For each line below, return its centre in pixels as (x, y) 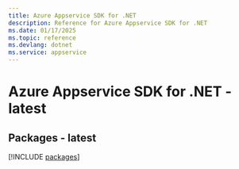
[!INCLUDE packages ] (44, 157)
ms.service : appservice (48, 52)
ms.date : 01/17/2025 (42, 30)
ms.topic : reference (42, 38)
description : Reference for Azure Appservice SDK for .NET (108, 23)
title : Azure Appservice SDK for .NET (72, 15)
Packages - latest (52, 138)
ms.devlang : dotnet (40, 45)
